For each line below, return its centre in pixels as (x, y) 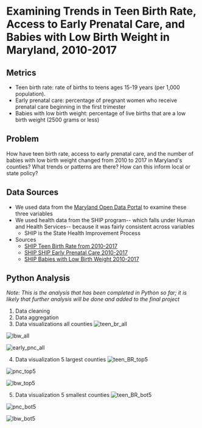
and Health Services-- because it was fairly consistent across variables (105, 227)
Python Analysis (38, 278)
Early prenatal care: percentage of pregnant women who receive (96, 100)
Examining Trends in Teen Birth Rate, (101, 11)
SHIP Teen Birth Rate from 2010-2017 (71, 246)
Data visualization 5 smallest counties (62, 395)
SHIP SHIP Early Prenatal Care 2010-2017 (76, 252)
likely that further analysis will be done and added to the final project (93, 299)
